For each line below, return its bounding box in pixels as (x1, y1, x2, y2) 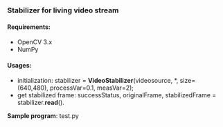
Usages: (7, 61, 32, 69)
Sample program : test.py (7, 112, 80, 120)
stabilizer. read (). (17, 99, 64, 107)
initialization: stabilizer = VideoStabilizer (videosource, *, (17, 77, 179, 85)
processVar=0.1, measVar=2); (49, 84, 134, 92)
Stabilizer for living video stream (7, 6, 119, 15)
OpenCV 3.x (17, 38, 53, 46)
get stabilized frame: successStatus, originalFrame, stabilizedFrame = (17, 91, 217, 99)
